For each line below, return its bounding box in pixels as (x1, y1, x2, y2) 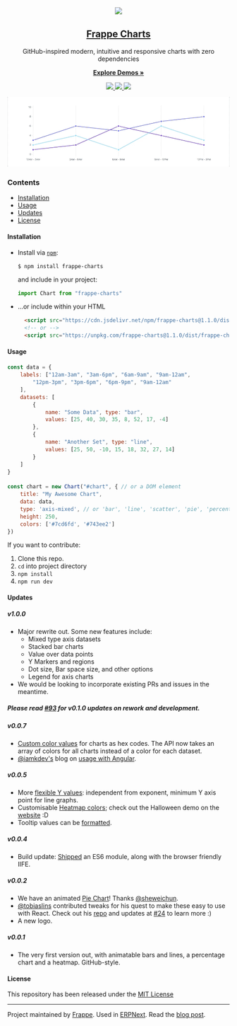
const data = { (7, 364, 52, 371)
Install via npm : (17, 248, 59, 257)
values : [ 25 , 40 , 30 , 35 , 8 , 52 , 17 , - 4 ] (44, 416, 169, 423)
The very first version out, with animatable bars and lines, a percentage (17, 951, 226, 959)
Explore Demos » (92, 68, 145, 76)
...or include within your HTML (17, 302, 106, 311)
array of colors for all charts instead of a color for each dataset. (17, 747, 202, 756)
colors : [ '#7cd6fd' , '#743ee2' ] (20, 520, 115, 528)
